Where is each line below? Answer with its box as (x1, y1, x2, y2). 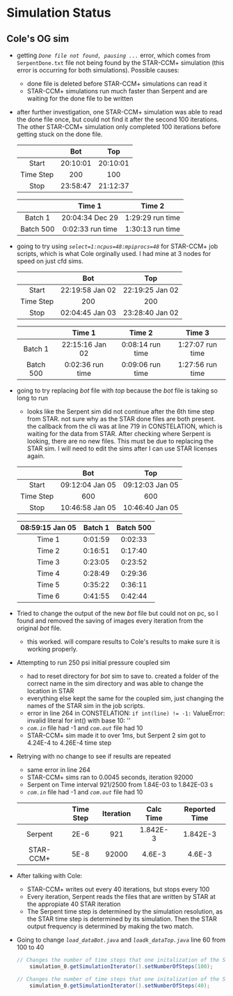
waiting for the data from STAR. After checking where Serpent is (26, 430, 211, 437)
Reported (184, 804, 216, 814)
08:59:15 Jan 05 (19, 523, 77, 532)
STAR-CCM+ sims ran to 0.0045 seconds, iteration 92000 (26, 773, 193, 781)
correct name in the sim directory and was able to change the (26, 679, 204, 688)
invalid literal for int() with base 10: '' (26, 716, 131, 725)
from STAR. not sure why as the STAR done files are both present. (26, 415, 216, 423)
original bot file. (16, 624, 62, 632)
